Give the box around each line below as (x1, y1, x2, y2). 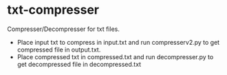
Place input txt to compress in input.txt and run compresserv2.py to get (17, 38, 220, 46)
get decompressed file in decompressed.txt (17, 60, 142, 68)
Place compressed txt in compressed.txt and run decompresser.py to (17, 52, 214, 61)
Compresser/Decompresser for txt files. (7, 25, 120, 33)
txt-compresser (7, 2, 100, 18)
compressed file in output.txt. (17, 45, 101, 54)
